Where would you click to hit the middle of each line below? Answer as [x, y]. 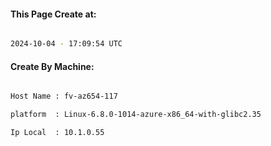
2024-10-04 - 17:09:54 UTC [66, 44]
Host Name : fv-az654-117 [64, 96]
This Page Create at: [53, 14]
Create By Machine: [52, 66]
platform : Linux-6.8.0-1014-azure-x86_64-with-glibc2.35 [136, 115]
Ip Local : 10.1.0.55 [57, 133]
